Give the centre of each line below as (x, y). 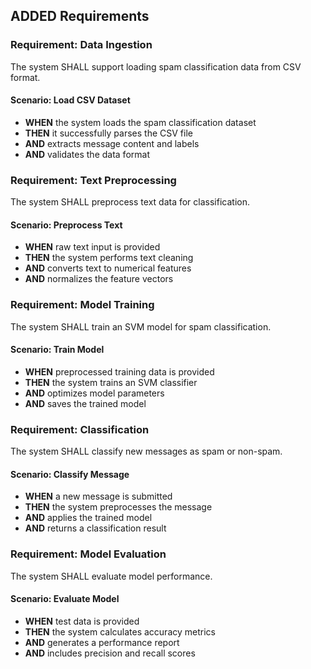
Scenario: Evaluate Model (65, 599)
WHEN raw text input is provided (92, 247)
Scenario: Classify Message (70, 474)
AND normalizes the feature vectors (99, 279)
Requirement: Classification (80, 429)
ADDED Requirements (80, 16)
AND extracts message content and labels (112, 143)
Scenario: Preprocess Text (66, 225)
